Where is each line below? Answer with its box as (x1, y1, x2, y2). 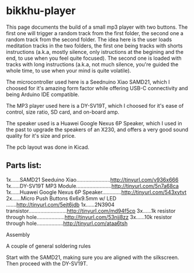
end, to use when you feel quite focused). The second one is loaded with (6, 54, 182, 62)
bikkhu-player (6, 4, 76, 18)
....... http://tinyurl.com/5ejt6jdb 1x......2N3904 (6, 201, 115, 208)
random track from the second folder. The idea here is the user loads (6, 36, 172, 43)
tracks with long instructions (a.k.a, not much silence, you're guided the (6, 60, 179, 68)
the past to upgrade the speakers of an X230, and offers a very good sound (6, 126, 189, 133)
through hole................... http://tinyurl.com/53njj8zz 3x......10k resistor (6, 213, 172, 220)
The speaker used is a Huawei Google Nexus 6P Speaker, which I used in (6, 120, 182, 127)
